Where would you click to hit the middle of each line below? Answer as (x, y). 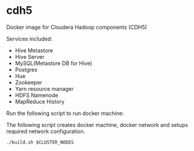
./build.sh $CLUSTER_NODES (40, 142)
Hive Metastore (34, 50)
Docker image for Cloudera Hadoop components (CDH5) (77, 27)
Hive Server (30, 57)
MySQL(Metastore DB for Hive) (53, 63)
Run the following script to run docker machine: (65, 113)
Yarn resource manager (44, 88)
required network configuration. (46, 131)
